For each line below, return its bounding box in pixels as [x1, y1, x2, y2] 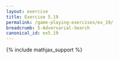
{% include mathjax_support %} [6, 46, 83, 53]
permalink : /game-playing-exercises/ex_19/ [6, 19, 114, 25]
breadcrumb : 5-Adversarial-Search [6, 25, 90, 31]
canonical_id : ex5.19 [6, 30, 59, 36]
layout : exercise [6, 8, 48, 15]
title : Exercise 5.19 [6, 14, 59, 20]
